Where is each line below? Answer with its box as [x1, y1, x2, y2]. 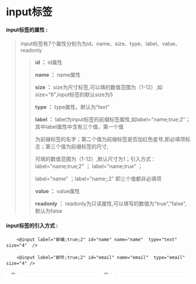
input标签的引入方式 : [6, 222, 59, 229]
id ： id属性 [35, 59, 63, 66]
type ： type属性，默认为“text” [35, 104, 110, 111]
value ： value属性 [35, 188, 80, 195]
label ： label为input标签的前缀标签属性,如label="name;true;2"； [35, 116, 191, 123]
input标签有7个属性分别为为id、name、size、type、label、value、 [20, 40, 181, 47]
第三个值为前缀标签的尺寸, [45, 143, 109, 150]
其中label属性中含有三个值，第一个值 [35, 124, 124, 131]
